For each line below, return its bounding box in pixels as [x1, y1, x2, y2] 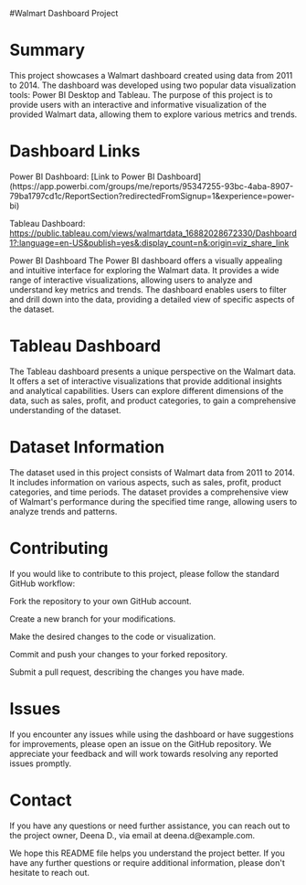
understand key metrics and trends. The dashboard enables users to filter [9, 283, 288, 295]
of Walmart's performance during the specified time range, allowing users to [9, 496, 298, 506]
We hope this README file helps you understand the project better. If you [9, 848, 285, 858]
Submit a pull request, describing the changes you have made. [9, 666, 245, 677]
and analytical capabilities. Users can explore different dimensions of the [9, 385, 284, 396]
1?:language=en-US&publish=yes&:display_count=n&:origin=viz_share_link [9, 237, 290, 248]
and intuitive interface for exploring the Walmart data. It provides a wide [9, 264, 280, 275]
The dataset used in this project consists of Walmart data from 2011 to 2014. [9, 466, 295, 478]
